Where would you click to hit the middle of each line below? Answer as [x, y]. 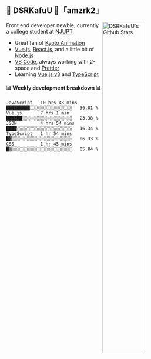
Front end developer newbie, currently [52, 25]
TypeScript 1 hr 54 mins [39, 134]
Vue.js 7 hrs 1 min [38, 113]
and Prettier [45, 68]
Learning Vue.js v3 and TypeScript [56, 74]
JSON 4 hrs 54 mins [41, 123]
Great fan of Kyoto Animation [50, 42]
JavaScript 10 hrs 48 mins [42, 103]
